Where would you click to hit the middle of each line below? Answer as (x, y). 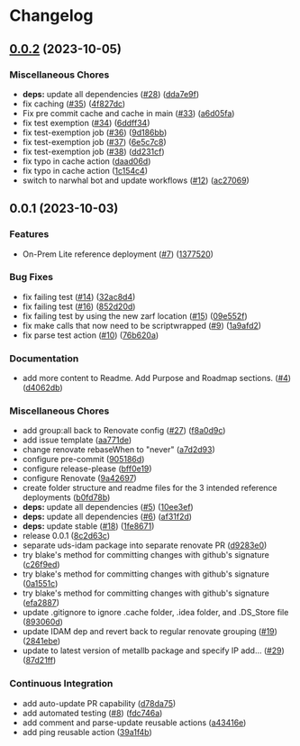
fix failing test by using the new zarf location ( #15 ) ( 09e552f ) (135, 315)
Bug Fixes (32, 277)
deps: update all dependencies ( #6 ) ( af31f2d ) (107, 517)
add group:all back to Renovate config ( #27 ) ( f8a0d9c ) (124, 431)
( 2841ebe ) (41, 641)
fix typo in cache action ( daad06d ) (86, 161)
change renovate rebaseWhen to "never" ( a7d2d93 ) (118, 450)
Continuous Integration (61, 684)
